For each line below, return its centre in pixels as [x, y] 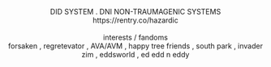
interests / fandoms [135, 37]
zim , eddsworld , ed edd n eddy [135, 54]
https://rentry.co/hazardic [135, 20]
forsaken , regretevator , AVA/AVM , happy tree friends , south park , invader [135, 46]
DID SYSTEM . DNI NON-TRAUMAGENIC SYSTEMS [135, 12]
